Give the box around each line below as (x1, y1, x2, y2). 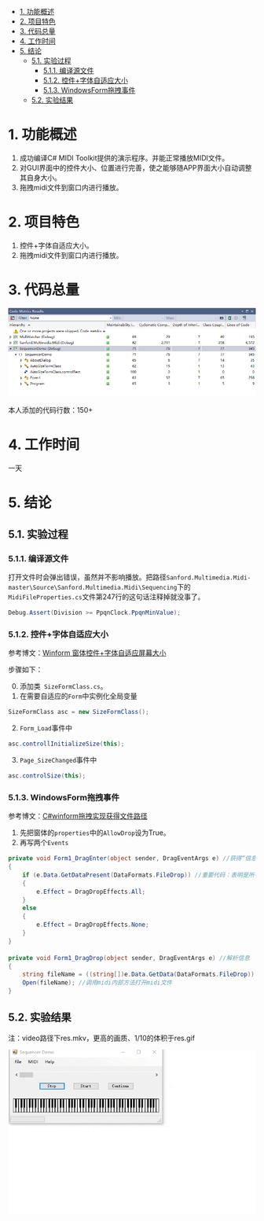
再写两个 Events (19, 838, 69, 848)
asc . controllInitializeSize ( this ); (8, 740, 125, 748)
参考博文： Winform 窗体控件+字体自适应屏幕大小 (8, 648, 167, 658)
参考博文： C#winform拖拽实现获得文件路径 (8, 811, 148, 821)
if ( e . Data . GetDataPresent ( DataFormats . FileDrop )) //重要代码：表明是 (22, 871, 249, 879)
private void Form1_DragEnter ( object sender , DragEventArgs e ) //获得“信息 (8, 855, 257, 862)
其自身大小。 (19, 172, 61, 182)
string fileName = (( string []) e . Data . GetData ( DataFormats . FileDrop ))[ (22, 970, 258, 979)
